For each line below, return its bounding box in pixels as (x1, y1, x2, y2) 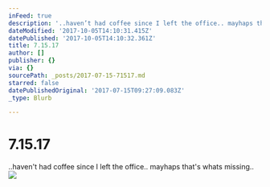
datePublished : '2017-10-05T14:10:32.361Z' (8, 34, 157, 43)
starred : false (8, 79, 59, 87)
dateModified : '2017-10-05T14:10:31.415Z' (8, 26, 153, 35)
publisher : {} (8, 57, 56, 65)
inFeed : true (8, 11, 52, 20)
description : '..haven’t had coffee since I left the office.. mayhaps (8, 19, 253, 27)
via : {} (8, 64, 35, 72)
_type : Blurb (8, 94, 52, 102)
